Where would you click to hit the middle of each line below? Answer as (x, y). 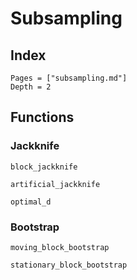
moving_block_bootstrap (60, 247)
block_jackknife (44, 167)
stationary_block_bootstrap (69, 265)
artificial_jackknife (55, 184)
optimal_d (31, 202)
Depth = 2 (31, 87)
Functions (42, 117)
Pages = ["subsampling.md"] (69, 78)
